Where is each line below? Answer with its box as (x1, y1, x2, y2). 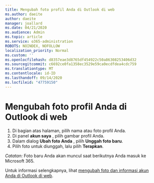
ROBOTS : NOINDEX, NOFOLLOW (5, 44, 60, 48)
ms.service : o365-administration (5, 39, 73, 44)
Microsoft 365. (5, 158, 35, 164)
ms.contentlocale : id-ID (5, 71, 56, 76)
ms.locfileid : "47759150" (5, 80, 58, 85)
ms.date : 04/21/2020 (5, 25, 47, 30)
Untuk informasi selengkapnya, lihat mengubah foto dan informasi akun (5, 167, 149, 173)
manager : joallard (5, 21, 43, 26)
